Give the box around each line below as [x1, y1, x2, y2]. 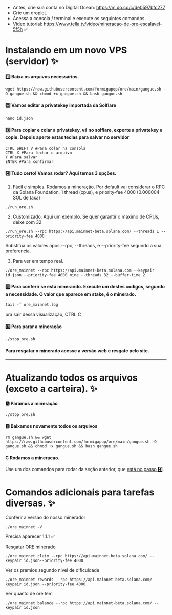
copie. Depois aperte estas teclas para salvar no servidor [5, 134, 130, 140]
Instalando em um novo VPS [5, 45, 127, 56]
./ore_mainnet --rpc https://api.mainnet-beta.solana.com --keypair [5, 268, 155, 273]
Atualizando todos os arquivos [5, 372, 138, 384]
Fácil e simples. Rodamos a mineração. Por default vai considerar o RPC [12, 184, 165, 190]
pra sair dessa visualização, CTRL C [5, 311, 81, 318]
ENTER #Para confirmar [5, 159, 54, 164]
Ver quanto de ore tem [5, 591, 53, 597]
